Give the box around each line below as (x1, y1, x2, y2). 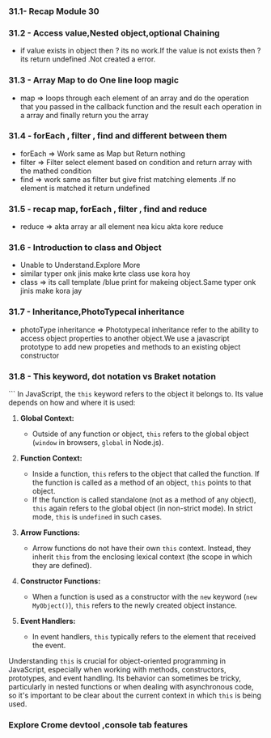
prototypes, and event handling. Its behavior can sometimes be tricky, (8, 673, 241, 683)
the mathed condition (19, 166, 91, 176)
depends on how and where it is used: (8, 398, 136, 407)
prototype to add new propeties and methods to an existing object (19, 341, 241, 351)
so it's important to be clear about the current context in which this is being (8, 690, 261, 700)
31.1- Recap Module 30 (8, 6, 100, 17)
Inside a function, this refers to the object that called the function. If (32, 469, 260, 478)
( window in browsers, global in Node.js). (32, 438, 164, 447)
